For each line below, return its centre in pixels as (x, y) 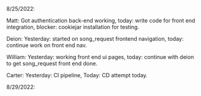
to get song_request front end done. (52, 63)
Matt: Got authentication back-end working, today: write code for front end (101, 20)
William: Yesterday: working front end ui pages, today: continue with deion (100, 57)
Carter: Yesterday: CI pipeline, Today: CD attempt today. (77, 75)
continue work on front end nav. (47, 45)
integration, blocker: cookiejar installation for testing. (73, 27)
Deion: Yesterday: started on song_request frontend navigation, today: (95, 39)
